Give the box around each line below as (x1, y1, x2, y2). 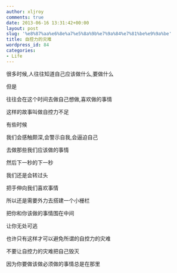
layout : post (6, 25, 39, 32)
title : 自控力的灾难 (6, 36, 52, 42)
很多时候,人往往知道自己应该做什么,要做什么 (6, 70, 114, 77)
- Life (6, 53, 23, 59)
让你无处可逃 (6, 222, 38, 229)
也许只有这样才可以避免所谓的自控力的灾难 (6, 235, 111, 242)
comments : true (6, 14, 44, 20)
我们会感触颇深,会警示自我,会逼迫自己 (6, 134, 98, 141)
